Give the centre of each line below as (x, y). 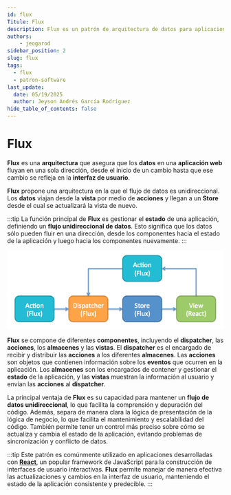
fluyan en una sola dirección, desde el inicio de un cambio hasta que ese (110, 170)
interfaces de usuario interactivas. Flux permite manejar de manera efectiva (114, 469)
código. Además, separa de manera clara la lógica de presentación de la (110, 412)
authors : (20, 36)
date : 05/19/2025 (38, 94)
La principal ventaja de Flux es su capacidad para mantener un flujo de (108, 397)
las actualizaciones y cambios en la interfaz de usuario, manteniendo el (108, 476)
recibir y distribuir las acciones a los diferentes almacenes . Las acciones (111, 355)
